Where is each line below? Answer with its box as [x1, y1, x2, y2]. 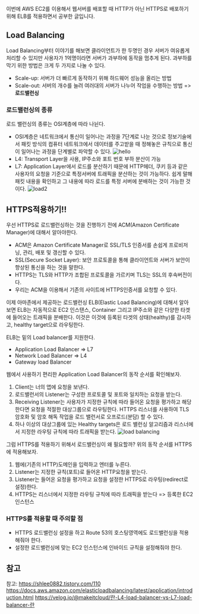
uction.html [6, 594, 34, 601]
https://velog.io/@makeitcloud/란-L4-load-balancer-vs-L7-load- [34, 594, 192, 601]
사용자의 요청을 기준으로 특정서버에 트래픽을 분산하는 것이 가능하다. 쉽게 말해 [14, 170, 193, 178]
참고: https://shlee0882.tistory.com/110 [6, 580, 101, 587]
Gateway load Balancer [14, 358, 72, 365]
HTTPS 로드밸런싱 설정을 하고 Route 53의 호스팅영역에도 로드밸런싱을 [14, 529, 178, 537]
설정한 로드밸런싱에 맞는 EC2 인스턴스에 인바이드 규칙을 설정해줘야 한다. [14, 544, 182, 551]
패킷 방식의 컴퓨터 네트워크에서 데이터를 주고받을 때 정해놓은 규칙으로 [21, 141, 182, 148]
